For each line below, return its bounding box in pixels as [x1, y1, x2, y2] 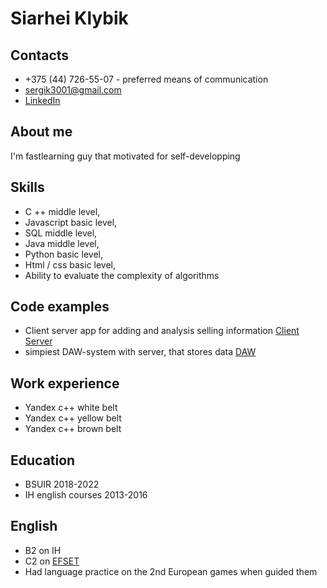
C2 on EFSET [24, 555, 80, 567]
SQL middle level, [24, 227, 98, 239]
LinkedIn [24, 95, 61, 106]
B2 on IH [24, 544, 62, 556]
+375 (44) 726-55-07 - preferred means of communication [24, 73, 269, 85]
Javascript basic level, [24, 216, 118, 228]
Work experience [10, 375, 120, 392]
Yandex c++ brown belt [24, 423, 122, 435]
